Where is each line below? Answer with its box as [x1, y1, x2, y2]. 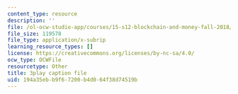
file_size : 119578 [7, 30, 62, 37]
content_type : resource [7, 10, 78, 18]
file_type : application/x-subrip [7, 37, 106, 44]
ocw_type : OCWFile [7, 57, 62, 64]
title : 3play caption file [7, 69, 87, 76]
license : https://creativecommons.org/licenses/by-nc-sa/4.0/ [7, 50, 195, 57]
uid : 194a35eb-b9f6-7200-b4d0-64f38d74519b [7, 76, 138, 83]
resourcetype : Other [7, 63, 69, 70]
